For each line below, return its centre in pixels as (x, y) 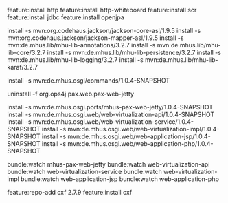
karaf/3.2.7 (23, 67)
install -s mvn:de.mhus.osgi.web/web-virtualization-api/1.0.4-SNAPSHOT (111, 114)
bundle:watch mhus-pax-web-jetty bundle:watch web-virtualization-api (109, 164)
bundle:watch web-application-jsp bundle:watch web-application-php (120, 179)
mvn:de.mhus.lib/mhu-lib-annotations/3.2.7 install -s (81, 45)
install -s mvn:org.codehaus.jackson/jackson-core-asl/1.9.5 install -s (104, 31)
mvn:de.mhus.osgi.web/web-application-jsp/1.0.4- (139, 136)
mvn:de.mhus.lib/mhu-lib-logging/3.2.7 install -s (76, 60)
